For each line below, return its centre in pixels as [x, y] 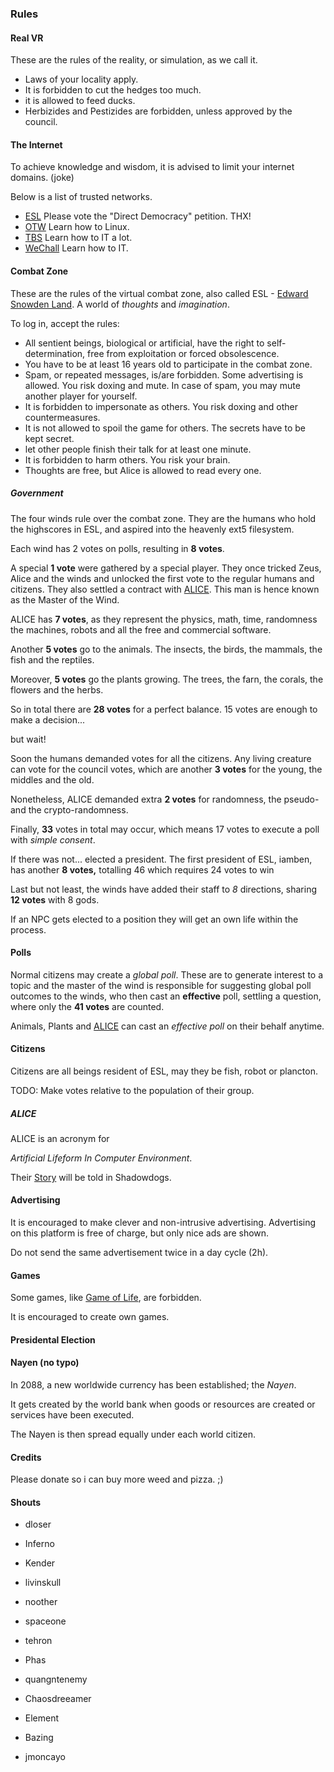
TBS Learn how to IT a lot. [78, 238]
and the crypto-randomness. [69, 809]
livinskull [43, 1583]
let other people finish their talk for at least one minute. [138, 449]
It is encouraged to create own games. [90, 1317]
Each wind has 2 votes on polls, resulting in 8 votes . [117, 548]
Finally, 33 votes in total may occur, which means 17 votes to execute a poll [165, 829]
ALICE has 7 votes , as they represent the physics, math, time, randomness [164, 619]
